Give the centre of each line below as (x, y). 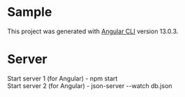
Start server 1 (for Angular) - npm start (62, 78)
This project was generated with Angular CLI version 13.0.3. (93, 31)
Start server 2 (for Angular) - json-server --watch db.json (90, 86)
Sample (30, 12)
